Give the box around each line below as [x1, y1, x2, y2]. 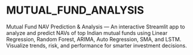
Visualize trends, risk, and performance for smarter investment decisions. [6, 42, 187, 49]
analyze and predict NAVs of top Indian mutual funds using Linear [6, 29, 168, 36]
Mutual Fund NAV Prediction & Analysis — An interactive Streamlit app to [6, 23, 185, 30]
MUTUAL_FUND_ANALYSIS [6, 4, 145, 17]
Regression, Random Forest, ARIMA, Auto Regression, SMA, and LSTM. [6, 35, 182, 43]
